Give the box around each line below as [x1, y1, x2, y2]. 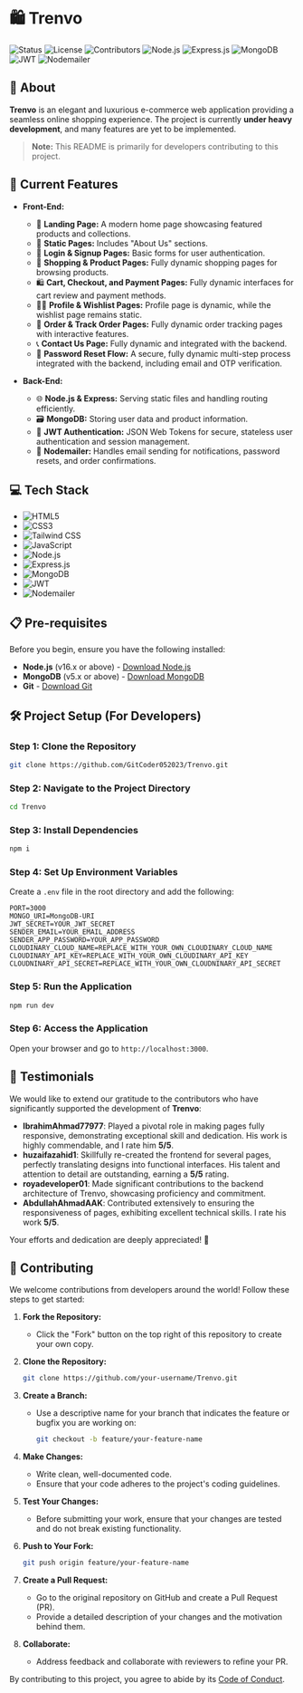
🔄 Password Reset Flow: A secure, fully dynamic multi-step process [35, 348, 291, 359]
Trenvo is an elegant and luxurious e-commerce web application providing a [9, 104, 294, 115]
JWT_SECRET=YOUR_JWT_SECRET [9, 919, 116, 929]
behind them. [35, 1621, 86, 1632]
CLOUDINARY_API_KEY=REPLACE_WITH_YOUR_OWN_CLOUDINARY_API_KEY [9, 951, 249, 961]
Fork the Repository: [22, 1312, 102, 1323]
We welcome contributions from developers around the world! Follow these [9, 1284, 290, 1295]
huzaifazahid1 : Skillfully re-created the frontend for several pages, [22, 1149, 271, 1160]
